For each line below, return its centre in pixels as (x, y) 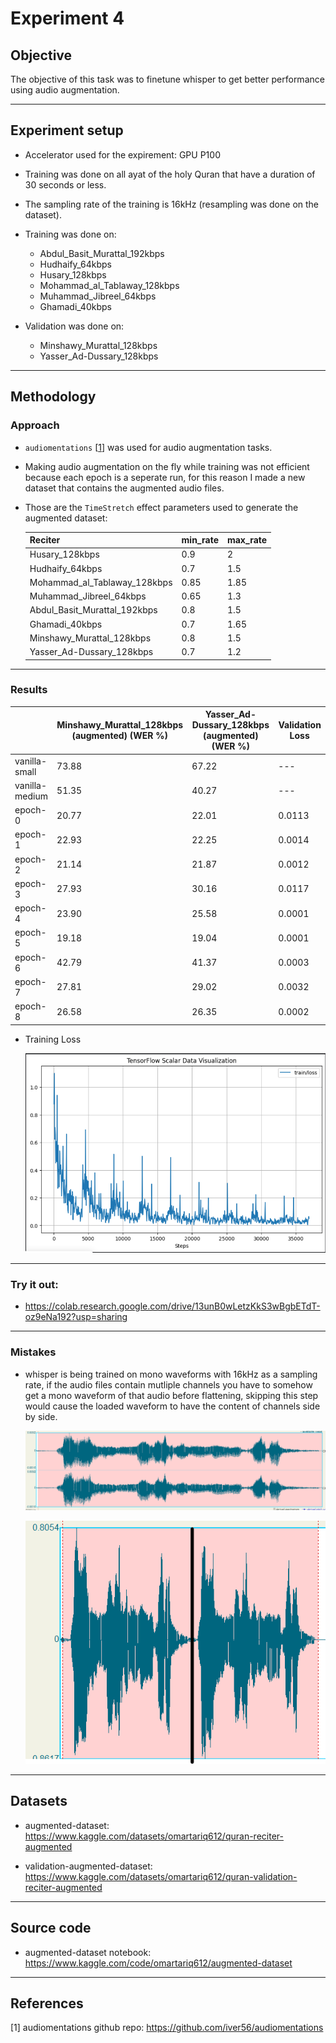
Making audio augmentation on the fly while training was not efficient (167, 466)
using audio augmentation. (65, 90)
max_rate (247, 540)
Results (29, 690)
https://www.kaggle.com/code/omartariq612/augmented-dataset (158, 1963)
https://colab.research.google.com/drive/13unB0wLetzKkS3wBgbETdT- (172, 1306)
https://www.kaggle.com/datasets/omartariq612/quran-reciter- (154, 1836)
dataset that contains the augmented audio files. (124, 488)
